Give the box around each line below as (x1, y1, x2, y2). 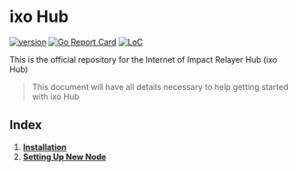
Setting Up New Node (22, 151, 107, 162)
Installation (22, 141, 67, 152)
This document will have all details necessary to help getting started (31, 81, 289, 92)
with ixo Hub (31, 91, 80, 102)
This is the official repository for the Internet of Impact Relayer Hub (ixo (9, 54, 278, 65)
